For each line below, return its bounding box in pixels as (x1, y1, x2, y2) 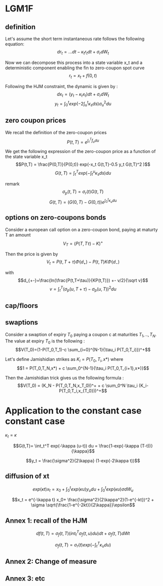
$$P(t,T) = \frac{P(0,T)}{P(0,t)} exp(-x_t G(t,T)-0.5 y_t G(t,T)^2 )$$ (15, 161, 151, 167)
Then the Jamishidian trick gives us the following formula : (5, 375, 124, 381)
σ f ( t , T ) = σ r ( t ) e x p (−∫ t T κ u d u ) (55, 541, 111, 549)
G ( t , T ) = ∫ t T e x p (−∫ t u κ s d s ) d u (55, 169, 111, 177)
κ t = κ (5, 432, 17, 439)
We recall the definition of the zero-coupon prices (5, 129, 107, 135)
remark (5, 181, 20, 187)
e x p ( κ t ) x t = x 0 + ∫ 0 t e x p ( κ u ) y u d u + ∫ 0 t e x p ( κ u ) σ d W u (33, 485, 133, 493)
